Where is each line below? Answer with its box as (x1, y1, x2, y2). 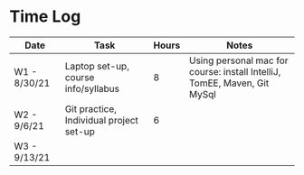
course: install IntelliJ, (188, 65, 281, 78)
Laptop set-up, (64, 60, 129, 72)
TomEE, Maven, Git (188, 77, 270, 89)
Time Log (9, 6, 81, 27)
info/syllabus (64, 82, 120, 95)
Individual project (64, 114, 138, 126)
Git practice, (64, 102, 118, 115)
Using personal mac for (188, 54, 289, 67)
